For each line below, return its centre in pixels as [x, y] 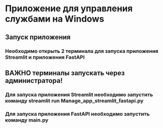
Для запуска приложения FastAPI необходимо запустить [77, 114]
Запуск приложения [38, 37]
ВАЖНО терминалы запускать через [65, 73]
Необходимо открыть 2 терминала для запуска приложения [82, 51]
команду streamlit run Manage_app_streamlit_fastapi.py [74, 101]
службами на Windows [55, 19]
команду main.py [27, 120]
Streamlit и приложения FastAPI [45, 57]
